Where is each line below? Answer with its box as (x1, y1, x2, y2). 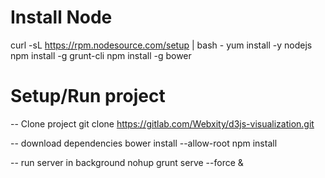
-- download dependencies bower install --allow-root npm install (10, 137, 278, 149)
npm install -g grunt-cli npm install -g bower (10, 49, 192, 61)
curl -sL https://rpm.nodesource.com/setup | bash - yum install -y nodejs (10, 39, 313, 51)
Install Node (10, 6, 113, 29)
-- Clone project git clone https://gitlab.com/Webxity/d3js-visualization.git (10, 117, 315, 130)
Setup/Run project (10, 85, 166, 108)
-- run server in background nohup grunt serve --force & (10, 156, 244, 168)
